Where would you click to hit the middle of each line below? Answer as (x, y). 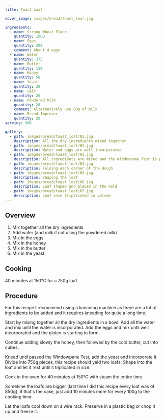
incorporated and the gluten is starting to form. (53, 333)
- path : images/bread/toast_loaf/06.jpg (51, 182)
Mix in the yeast (28, 253)
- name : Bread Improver (34, 114)
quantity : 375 (28, 59)
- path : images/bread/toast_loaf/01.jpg (51, 136)
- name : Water (24, 54)
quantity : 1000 (29, 37)
